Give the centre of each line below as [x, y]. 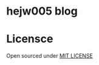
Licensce [30, 39]
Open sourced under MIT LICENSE [50, 56]
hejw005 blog [42, 11]
